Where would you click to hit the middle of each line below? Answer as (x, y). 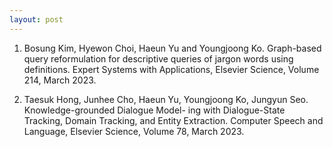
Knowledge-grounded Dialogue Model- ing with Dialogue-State (154, 110)
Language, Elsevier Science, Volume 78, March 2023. (134, 131)
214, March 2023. (60, 80)
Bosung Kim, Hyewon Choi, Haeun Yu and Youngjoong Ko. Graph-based (172, 48)
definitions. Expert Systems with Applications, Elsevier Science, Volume (171, 69)
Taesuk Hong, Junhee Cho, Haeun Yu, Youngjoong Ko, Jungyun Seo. (166, 99)
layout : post (36, 19)
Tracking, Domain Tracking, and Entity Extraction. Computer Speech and (173, 120)
